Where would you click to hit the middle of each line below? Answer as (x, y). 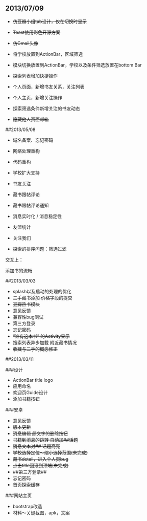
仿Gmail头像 (26, 43)
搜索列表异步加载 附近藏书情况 (45, 342)
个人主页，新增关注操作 (37, 97)
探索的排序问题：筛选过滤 (40, 249)
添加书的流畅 (19, 270)
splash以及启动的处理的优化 (42, 291)
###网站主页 (19, 495)
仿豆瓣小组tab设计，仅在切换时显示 (50, 21)
